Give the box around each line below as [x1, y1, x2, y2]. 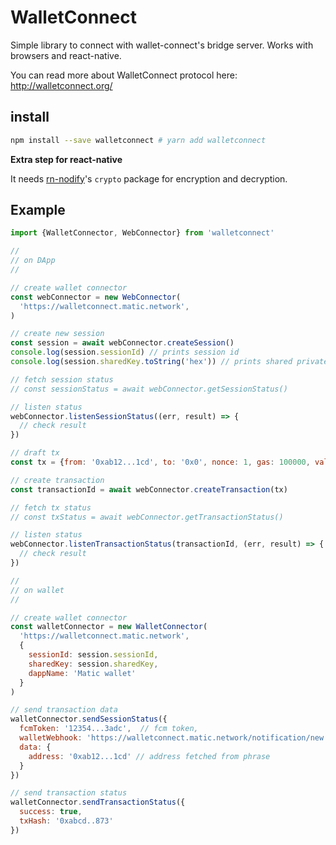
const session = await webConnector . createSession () [10, 338, 235, 348]
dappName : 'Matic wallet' [28, 668, 137, 678]
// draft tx [10, 448, 60, 458]
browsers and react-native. [10, 49, 122, 61]
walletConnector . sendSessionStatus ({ [10, 714, 168, 725]
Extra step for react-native [10, 153, 123, 165]
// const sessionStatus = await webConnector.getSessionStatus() [10, 384, 288, 394]
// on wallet [10, 585, 65, 595]
